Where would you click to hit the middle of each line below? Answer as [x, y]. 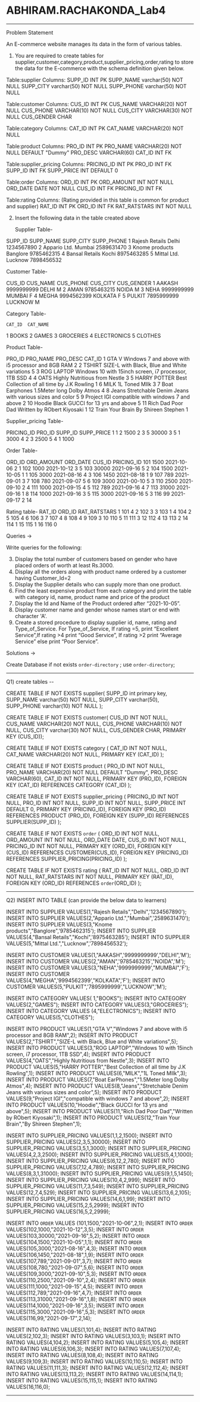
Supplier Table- [34, 229]
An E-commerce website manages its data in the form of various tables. [94, 44]
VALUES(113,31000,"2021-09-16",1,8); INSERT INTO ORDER [76, 1299]
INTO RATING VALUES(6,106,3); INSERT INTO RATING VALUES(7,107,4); [93, 1348]
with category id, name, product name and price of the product [92, 597]
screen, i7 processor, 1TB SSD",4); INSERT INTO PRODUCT [79, 1054]
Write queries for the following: [44, 547]
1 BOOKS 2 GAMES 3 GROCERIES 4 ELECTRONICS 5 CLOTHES [84, 335]
